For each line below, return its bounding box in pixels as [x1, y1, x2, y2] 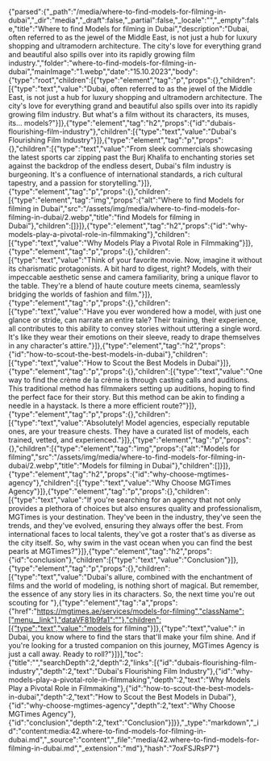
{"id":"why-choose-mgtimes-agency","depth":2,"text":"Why [8, 701, 208, 710]
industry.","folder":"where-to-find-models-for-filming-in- [8, 58, 198, 68]
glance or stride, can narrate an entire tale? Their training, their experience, [8, 315, 258, 325]
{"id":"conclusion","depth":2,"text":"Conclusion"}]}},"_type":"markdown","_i [8, 717, 260, 727]
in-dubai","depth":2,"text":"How [8, 692, 115, 701]
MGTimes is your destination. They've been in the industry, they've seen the [8, 512, 262, 522]
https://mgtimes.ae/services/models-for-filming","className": [36, 606, 244, 616]
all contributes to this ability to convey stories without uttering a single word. [8, 324, 262, 333]
